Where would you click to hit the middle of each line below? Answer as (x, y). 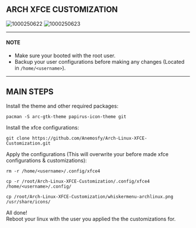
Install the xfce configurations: (43, 127)
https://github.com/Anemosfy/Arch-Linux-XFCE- (90, 138)
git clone (18, 138)
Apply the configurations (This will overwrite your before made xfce (87, 154)
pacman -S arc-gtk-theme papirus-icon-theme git (66, 116)
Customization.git (28, 143)
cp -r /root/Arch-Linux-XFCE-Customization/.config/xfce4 (78, 181)
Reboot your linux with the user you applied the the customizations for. (91, 219)
